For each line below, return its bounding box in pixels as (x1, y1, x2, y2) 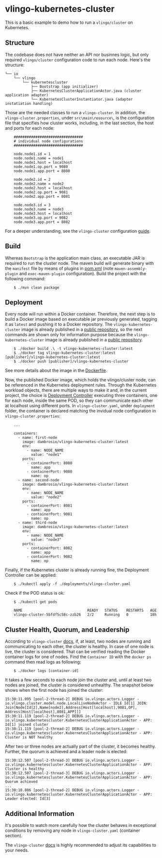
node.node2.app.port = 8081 (14, 194, 70, 199)
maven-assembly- (114, 266, 147, 271)
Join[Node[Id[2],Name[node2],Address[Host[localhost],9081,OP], (5, 705, 137, 710)
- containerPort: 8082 (26, 546, 73, 551)
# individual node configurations (14, 138, 83, 144)
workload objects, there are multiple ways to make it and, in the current (5, 387, 147, 393)
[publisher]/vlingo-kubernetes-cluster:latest (5, 355, 101, 360)
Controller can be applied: (5, 572, 57, 578)
